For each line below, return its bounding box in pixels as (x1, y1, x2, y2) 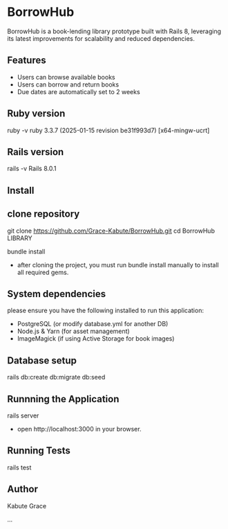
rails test (7, 463, 32, 472)
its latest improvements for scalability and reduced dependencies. (7, 34, 196, 42)
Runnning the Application (7, 393, 120, 405)
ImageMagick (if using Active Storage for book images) (17, 334, 175, 343)
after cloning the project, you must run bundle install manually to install (17, 260, 219, 269)
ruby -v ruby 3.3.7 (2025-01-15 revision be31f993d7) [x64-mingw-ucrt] (7, 126, 210, 134)
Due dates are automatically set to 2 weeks (17, 87, 140, 96)
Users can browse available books (17, 73, 115, 81)
